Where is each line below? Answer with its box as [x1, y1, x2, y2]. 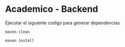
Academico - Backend [5, 3, 98, 15]
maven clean [5, 29, 30, 34]
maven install [5, 38, 35, 43]
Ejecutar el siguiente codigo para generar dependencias [5, 20, 120, 26]
